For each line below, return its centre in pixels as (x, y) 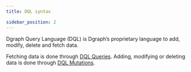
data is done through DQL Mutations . (51, 63)
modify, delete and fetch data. (42, 45)
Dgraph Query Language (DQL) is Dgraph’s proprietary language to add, (93, 39)
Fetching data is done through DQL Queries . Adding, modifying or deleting (96, 56)
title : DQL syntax (28, 11)
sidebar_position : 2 (31, 22)
